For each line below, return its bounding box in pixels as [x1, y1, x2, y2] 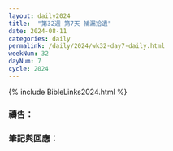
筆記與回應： [8, 132, 59, 144]
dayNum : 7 [8, 58, 42, 66]
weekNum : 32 [8, 50, 49, 58]
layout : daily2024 [8, 11, 71, 20]
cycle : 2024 [8, 65, 49, 73]
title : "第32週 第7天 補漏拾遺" [8, 19, 112, 28]
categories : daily [8, 34, 71, 43]
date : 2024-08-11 [8, 27, 67, 35]
